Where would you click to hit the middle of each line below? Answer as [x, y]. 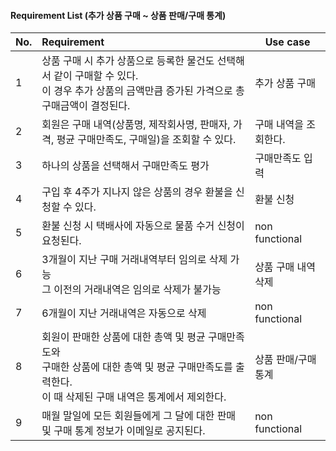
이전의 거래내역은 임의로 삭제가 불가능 [137, 290]
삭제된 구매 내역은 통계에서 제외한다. [146, 397]
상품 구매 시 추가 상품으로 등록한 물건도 [128, 61]
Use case [287, 42]
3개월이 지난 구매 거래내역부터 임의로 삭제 [134, 260]
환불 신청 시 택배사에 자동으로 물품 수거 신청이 [143, 226]
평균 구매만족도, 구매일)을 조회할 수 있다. [146, 140]
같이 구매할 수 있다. [96, 76]
